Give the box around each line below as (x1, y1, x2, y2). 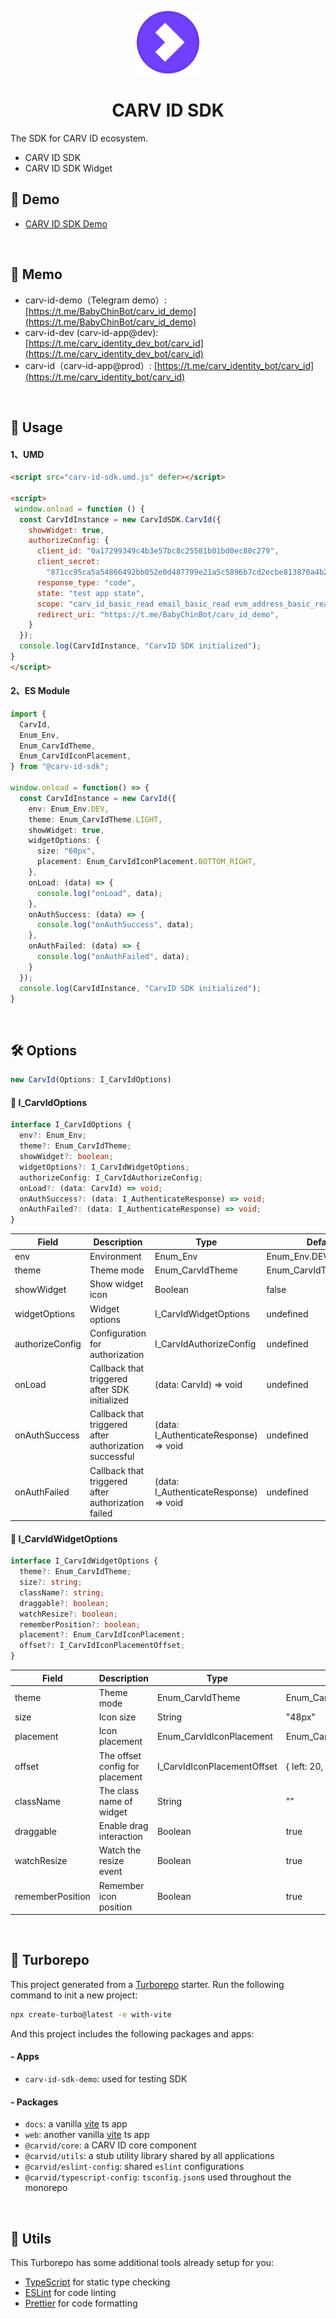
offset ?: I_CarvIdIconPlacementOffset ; (19, 1641, 186, 1651)
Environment (89, 1250, 142, 1262)
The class (98, 1784, 140, 1796)
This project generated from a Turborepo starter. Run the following (10, 1978, 285, 1990)
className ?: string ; (19, 1587, 105, 1598)
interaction (98, 1831, 143, 1843)
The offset (98, 1749, 142, 1761)
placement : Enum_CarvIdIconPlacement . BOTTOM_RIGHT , (36, 857, 257, 867)
